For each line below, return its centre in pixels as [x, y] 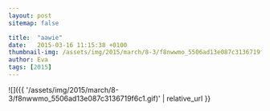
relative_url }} [188, 98]
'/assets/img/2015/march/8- [72, 89]
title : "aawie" [35, 38]
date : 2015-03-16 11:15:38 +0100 [68, 45]
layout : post [30, 16]
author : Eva [28, 60]
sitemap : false [34, 23]
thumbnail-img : [34, 53]
